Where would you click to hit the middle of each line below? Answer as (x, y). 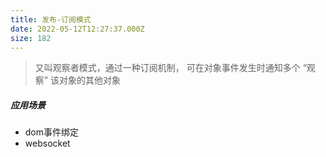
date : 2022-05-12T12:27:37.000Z (77, 29)
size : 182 (31, 38)
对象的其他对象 (89, 80)
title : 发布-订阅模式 (51, 19)
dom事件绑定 (52, 132)
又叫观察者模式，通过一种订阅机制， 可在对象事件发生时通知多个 (167, 68)
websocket (47, 143)
